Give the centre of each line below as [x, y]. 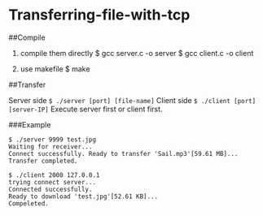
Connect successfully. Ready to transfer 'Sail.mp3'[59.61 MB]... [123, 153]
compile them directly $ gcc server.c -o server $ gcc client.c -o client [137, 53]
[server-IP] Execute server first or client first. [85, 109]
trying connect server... [52, 182]
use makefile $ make [55, 69]
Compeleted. [28, 203]
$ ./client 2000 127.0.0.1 [54, 175]
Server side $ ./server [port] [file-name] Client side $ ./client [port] [132, 100]
